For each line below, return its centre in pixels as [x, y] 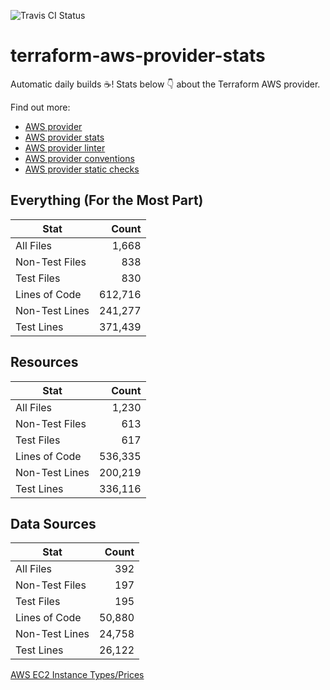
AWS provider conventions [79, 158]
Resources [44, 362]
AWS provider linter [65, 147]
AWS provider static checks [82, 169]
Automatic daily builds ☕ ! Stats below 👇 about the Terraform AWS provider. [165, 84]
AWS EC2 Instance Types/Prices [77, 675]
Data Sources [53, 523]
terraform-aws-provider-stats [138, 56]
